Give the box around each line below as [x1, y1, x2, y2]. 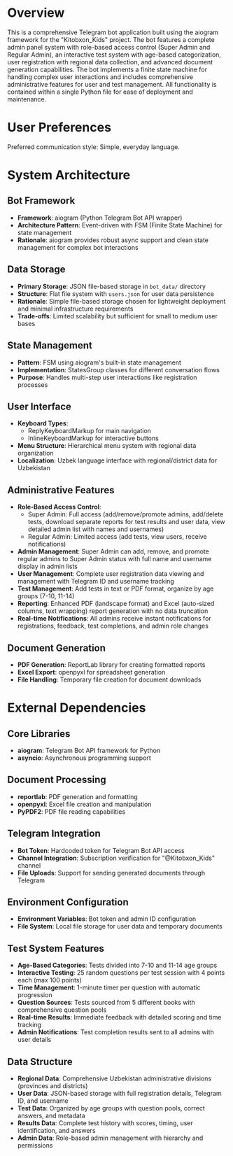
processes [17, 380, 48, 389]
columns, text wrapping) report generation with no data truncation [17, 607, 209, 615]
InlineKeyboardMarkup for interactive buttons [27, 434, 159, 442]
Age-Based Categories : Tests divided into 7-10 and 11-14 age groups [17, 961, 218, 970]
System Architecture [7, 167, 131, 183]
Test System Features [7, 943, 105, 954]
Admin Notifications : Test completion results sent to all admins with [17, 1028, 215, 1036]
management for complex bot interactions [17, 243, 139, 251]
